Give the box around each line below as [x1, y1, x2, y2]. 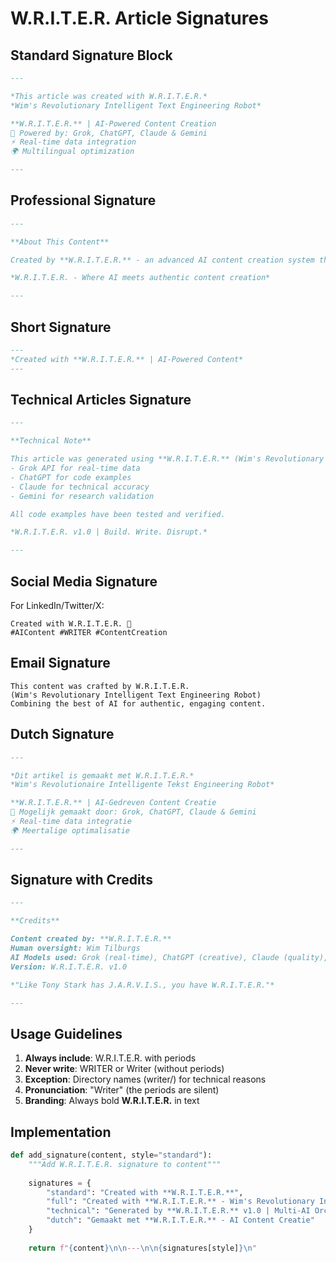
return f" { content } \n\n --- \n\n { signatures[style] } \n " [28, 1243, 257, 1253]
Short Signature [10, 318, 112, 336]
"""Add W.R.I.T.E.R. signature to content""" [28, 1159, 222, 1169]
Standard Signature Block [10, 47, 173, 64]
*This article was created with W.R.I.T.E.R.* [10, 91, 208, 101]
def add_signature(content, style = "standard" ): [10, 1150, 213, 1161]
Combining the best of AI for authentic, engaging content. [10, 698, 267, 709]
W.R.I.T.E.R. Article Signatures [10, 7, 269, 30]
